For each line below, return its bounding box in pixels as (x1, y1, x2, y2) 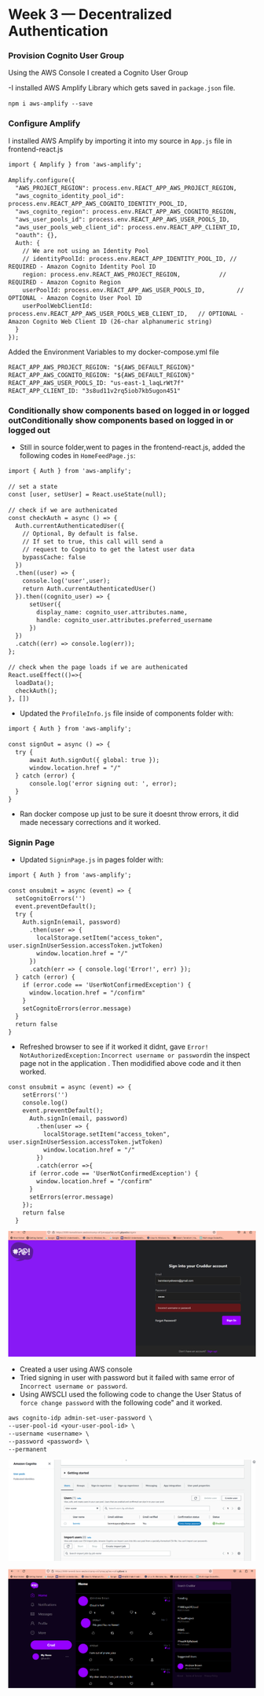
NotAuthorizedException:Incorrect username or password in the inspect (19, 1050, 251, 1060)
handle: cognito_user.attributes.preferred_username (36, 617, 213, 625)
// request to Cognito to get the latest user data (22, 546, 195, 554)
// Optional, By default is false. (22, 530, 139, 538)
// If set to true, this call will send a (22, 538, 163, 546)
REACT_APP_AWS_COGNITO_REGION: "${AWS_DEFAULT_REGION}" (8, 371, 195, 379)
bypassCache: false (22, 554, 86, 562)
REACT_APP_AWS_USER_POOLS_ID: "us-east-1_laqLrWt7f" (8, 379, 185, 386)
